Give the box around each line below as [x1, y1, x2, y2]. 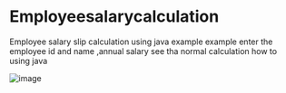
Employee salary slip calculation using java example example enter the [9, 36, 273, 47]
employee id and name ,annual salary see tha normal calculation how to [9, 45, 278, 56]
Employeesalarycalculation [9, 6, 220, 27]
